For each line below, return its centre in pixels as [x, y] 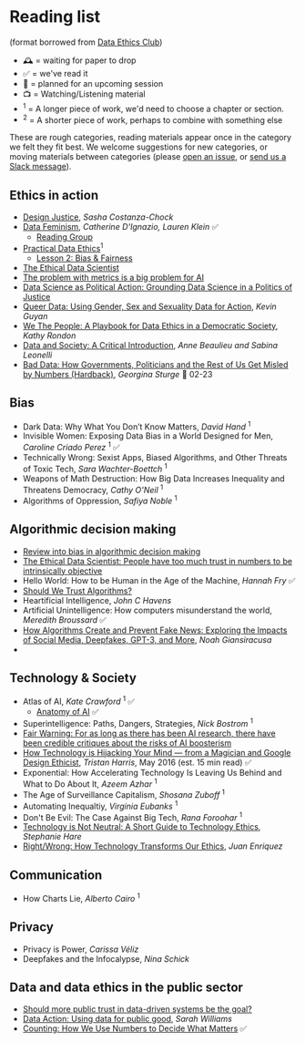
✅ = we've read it [55, 73]
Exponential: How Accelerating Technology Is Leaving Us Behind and [152, 772]
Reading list [55, 17]
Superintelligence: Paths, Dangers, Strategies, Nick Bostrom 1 [137, 723]
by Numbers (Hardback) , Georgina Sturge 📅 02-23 [117, 374]
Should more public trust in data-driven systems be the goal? [137, 1009]
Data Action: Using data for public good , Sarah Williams [127, 1019]
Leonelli [37, 355]
